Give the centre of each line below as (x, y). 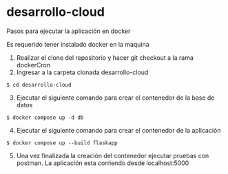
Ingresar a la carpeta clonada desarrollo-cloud (82, 72)
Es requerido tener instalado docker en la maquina (78, 44)
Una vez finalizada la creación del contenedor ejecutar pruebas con (113, 155)
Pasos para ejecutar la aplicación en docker (69, 31)
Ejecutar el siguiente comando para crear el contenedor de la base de (115, 98)
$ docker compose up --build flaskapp (62, 143)
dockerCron (33, 65)
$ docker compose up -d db (45, 118)
